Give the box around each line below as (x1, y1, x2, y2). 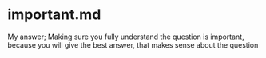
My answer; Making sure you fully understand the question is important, (7, 32, 244, 41)
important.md (7, 6, 101, 24)
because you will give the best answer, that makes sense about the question (7, 40, 259, 49)
